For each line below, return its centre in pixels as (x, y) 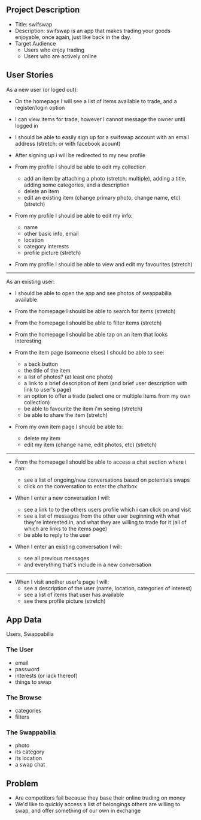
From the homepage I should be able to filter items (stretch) (88, 323)
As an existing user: (31, 281)
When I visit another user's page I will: (62, 582)
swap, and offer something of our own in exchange (78, 811)
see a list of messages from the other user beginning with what (102, 516)
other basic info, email (51, 233)
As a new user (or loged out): (42, 89)
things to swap (33, 682)
